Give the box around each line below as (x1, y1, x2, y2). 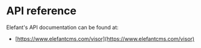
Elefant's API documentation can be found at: (6, 24, 119, 31)
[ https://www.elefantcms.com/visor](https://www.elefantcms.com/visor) (14, 35, 194, 42)
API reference (6, 4, 77, 18)
